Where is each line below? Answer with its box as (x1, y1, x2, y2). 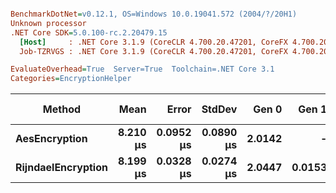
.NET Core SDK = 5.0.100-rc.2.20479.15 (10, 27, 168, 38)
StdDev (201, 102, 238, 116)
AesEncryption (15, 132, 88, 146)
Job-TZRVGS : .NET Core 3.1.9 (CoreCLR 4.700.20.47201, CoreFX (19, 46, 288, 56)
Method (42, 102, 82, 116)
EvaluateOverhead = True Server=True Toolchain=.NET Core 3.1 (10, 64, 275, 75)
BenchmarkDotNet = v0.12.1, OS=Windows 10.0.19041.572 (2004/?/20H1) (10, 9, 298, 19)
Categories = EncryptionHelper (10, 74, 132, 84)
